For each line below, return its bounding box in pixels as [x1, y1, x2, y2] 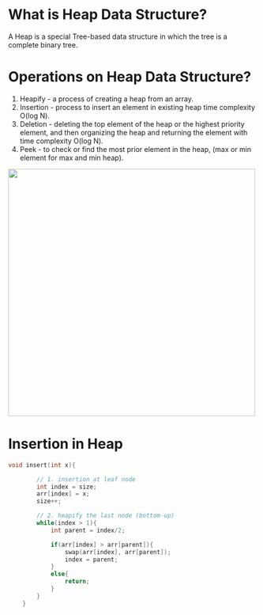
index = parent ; [64, 556, 118, 564]
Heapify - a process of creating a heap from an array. [19, 93, 194, 104]
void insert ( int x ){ [8, 461, 77, 469]
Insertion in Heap [8, 435, 124, 453]
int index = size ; [36, 483, 97, 491]
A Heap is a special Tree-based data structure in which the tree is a [8, 32, 227, 41]
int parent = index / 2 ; [50, 526, 126, 534]
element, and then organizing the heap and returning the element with [19, 127, 248, 137]
